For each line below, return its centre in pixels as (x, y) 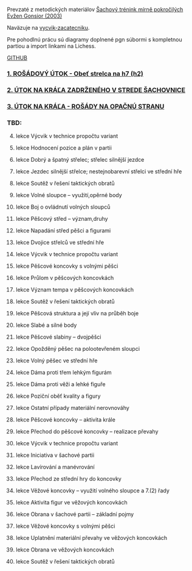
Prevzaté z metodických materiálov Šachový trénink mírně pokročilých (95, 9)
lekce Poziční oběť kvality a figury (58, 396)
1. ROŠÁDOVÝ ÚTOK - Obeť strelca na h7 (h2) (75, 73)
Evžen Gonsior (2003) (35, 16)
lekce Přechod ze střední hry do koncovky (69, 479)
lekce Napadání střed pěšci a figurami (63, 231)
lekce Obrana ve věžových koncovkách (65, 550)
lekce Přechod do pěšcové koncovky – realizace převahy (87, 432)
